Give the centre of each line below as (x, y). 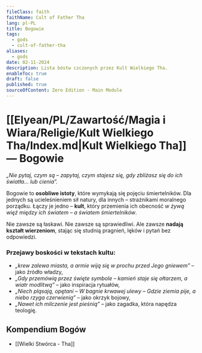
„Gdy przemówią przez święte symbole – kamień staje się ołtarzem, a (101, 278)
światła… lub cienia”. (32, 181)
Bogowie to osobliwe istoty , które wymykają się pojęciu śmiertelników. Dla (99, 193)
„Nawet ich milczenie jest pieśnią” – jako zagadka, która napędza (96, 304)
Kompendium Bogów (46, 329)
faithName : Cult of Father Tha (45, 17)
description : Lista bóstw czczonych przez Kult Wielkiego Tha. (87, 68)
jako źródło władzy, (39, 272)
